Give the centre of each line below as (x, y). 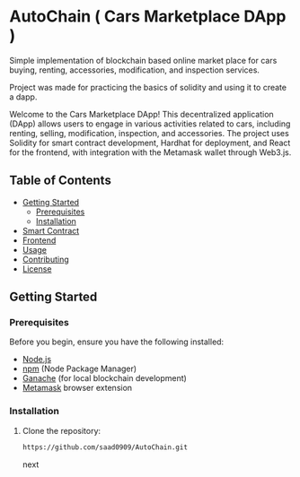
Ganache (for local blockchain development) (104, 378)
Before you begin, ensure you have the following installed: (117, 342)
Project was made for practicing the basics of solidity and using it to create (148, 87)
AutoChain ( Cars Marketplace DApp (148, 17)
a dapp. (23, 97)
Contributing (45, 259)
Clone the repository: (62, 430)
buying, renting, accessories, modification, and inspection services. (135, 70)
